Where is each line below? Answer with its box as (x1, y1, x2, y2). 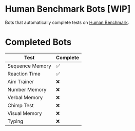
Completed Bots (5, 37, 72, 48)
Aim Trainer (7, 78, 34, 85)
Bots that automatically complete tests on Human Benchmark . (5, 19, 129, 25)
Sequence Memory (7, 62, 52, 69)
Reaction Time (7, 70, 40, 77)
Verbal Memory (7, 94, 43, 101)
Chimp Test (7, 102, 34, 109)
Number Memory (7, 86, 47, 93)
